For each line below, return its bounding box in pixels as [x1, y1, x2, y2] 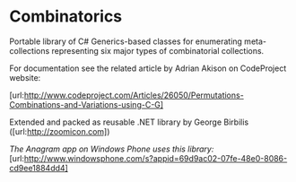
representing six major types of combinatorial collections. [51, 45, 265, 56]
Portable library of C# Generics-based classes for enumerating [9, 36, 242, 47]
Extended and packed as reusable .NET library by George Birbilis [9, 117, 249, 127]
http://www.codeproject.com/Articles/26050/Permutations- [23, 90, 244, 100]
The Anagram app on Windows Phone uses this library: [9, 143, 214, 154]
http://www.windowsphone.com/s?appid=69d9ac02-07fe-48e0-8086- [23, 152, 288, 163]
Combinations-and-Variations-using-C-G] [9, 99, 164, 109]
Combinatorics [9, 6, 123, 27]
